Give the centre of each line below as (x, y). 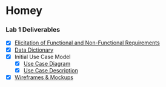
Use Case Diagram (47, 63)
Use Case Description (51, 70)
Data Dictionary (34, 50)
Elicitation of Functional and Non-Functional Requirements (87, 43)
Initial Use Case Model (42, 57)
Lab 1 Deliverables (33, 30)
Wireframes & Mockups (44, 77)
